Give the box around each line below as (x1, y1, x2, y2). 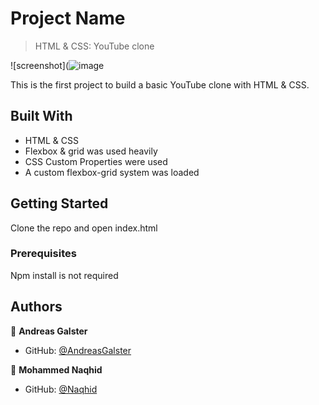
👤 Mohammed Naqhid (10, 363, 103, 376)
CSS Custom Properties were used (24, 155, 168, 167)
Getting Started (10, 195, 109, 212)
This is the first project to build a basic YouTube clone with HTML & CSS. (10, 78, 310, 91)
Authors (10, 298, 63, 316)
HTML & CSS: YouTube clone (34, 40, 155, 52)
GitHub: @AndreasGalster (24, 344, 132, 356)
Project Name (10, 7, 126, 30)
